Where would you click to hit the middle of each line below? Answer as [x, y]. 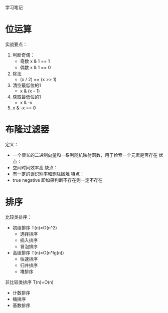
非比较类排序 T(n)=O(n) [29, 282]
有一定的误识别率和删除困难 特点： [48, 174]
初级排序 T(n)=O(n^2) [35, 227]
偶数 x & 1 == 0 [35, 67]
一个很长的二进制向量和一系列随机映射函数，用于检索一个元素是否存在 [85, 155]
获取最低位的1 [27, 97]
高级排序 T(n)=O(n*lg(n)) [38, 252]
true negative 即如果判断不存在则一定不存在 [57, 180]
